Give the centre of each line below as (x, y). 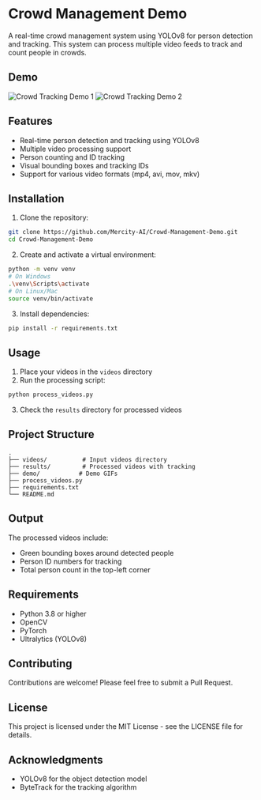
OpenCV (34, 622)
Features (30, 121)
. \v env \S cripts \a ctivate (49, 284)
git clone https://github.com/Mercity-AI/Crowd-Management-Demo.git (123, 232)
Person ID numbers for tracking (71, 561)
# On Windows (30, 277)
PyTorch (33, 630)
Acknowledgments (56, 760)
